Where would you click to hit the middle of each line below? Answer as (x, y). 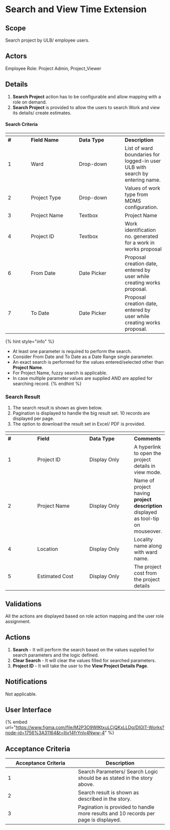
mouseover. (148, 531)
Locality (143, 540)
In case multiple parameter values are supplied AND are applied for (82, 378)
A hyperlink (147, 447)
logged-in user (143, 161)
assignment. (18, 621)
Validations (24, 604)
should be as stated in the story (115, 778)
